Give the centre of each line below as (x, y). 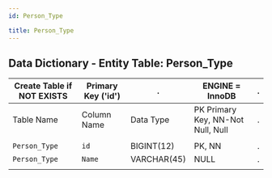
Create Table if (43, 86)
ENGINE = (221, 86)
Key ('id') (102, 96)
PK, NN (208, 146)
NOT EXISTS (43, 96)
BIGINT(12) (153, 146)
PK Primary (215, 110)
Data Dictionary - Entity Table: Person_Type (121, 63)
